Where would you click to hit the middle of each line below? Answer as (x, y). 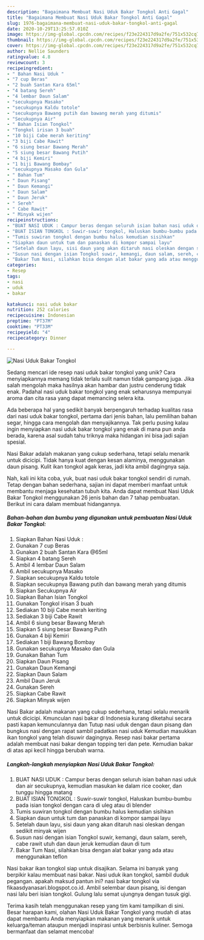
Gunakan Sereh (35, 687)
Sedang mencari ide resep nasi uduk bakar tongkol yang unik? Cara (91, 372)
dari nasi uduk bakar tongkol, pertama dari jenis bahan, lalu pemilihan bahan (102, 416)
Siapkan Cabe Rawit (41, 694)
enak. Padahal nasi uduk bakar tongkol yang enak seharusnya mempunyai (99, 392)
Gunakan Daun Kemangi (46, 668)
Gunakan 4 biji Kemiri (42, 636)
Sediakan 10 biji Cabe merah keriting (61, 610)
